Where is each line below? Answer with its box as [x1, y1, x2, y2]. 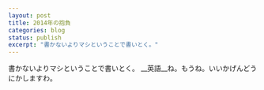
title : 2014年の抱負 [8, 19, 71, 27]
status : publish [8, 33, 62, 42]
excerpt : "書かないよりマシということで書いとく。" [8, 41, 159, 49]
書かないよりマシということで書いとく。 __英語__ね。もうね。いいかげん [8, 64, 243, 73]
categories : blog [8, 26, 66, 34]
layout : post [8, 11, 51, 20]
